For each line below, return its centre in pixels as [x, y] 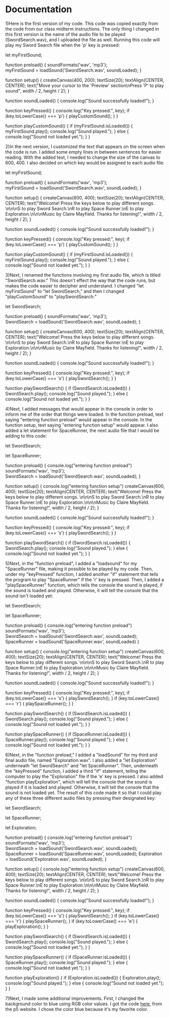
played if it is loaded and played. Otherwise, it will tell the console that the [82, 787]
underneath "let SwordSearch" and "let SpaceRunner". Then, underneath [82, 765]
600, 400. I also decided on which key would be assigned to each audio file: [85, 163]
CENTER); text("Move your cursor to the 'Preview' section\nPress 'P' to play [84, 85]
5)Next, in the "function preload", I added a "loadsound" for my [71, 563]
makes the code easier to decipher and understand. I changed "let [75, 285]
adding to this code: [26, 435]
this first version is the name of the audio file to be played [65, 34]
